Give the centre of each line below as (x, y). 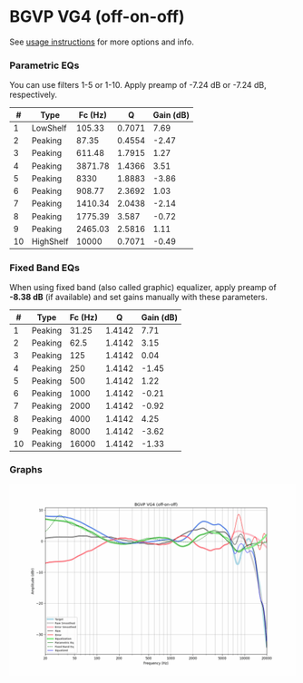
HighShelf (50, 241)
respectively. (33, 95)
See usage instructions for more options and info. (102, 42)
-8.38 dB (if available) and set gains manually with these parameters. (138, 298)
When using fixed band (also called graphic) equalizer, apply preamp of (143, 288)
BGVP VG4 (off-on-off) (97, 17)
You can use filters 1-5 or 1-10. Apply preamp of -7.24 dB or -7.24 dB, (138, 85)
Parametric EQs (44, 65)
